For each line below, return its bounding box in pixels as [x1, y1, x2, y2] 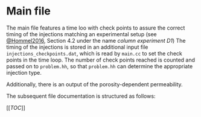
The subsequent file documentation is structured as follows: [6, 92, 156, 100]
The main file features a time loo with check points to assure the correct [6, 24, 185, 31]
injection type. [6, 69, 42, 76]
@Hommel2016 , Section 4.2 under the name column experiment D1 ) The [6, 37, 186, 44]
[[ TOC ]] [6, 104, 25, 111]
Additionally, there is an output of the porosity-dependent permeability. [6, 80, 183, 88]
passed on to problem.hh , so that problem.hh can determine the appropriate [6, 62, 193, 70]
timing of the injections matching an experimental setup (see [6, 30, 157, 37]
